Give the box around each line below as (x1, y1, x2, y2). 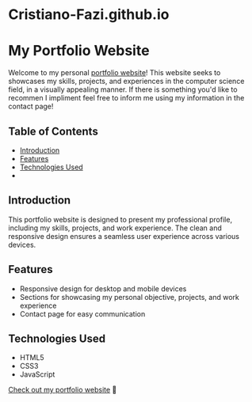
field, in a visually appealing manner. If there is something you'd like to (8, 85, 238, 94)
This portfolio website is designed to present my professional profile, (8, 214, 232, 224)
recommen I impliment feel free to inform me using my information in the (8, 93, 245, 103)
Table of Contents (8, 124, 99, 138)
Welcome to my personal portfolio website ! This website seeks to (8, 68, 221, 78)
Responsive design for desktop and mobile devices (19, 283, 187, 294)
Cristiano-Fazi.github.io (8, 6, 170, 24)
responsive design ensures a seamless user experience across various (8, 231, 240, 241)
